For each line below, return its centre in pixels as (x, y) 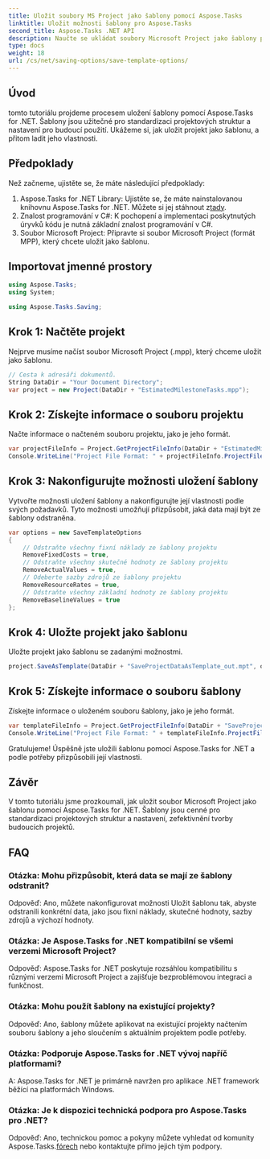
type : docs (27, 46)
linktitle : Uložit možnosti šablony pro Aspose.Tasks (100, 23)
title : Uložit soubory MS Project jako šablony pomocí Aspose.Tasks (125, 16)
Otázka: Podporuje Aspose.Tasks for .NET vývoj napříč (118, 1053)
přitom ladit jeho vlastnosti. (53, 138)
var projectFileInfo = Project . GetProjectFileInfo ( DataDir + (113, 449)
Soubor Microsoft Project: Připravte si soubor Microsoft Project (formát (137, 232)
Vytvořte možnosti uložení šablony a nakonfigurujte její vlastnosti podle (126, 500)
